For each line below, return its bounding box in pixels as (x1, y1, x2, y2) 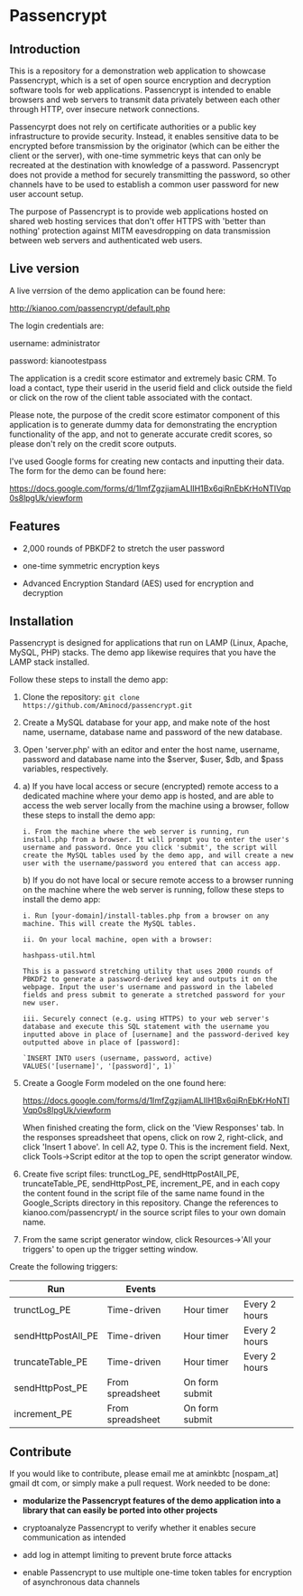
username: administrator (9, 337, 101, 348)
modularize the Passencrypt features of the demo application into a (22, 1496, 281, 1506)
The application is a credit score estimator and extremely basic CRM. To (9, 373, 277, 383)
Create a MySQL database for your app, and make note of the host (22, 717, 271, 728)
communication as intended (22, 1532, 126, 1543)
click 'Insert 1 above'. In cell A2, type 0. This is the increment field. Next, (22, 1141, 290, 1153)
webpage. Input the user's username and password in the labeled (22, 983, 273, 992)
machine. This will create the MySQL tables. (22, 920, 197, 929)
